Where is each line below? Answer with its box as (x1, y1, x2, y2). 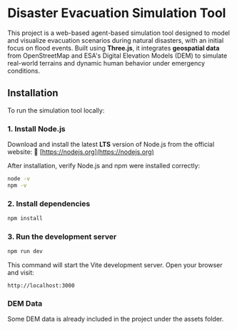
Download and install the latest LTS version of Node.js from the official (7, 140, 215, 149)
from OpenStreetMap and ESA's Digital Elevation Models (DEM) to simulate (7, 51, 228, 60)
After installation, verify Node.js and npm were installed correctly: (7, 162, 201, 170)
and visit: (7, 269, 34, 277)
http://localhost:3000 (7, 282, 75, 289)
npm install (7, 215, 43, 222)
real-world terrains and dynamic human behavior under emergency (7, 58, 206, 67)
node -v (7, 175, 31, 182)
